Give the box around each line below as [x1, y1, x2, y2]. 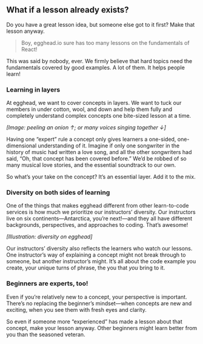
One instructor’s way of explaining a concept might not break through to [6, 251, 186, 258]
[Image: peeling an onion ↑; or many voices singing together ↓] [6, 124, 167, 131]
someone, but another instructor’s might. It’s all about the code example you [6, 258, 196, 265]
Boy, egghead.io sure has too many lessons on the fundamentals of [21, 39, 190, 46]
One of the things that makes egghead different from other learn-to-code [6, 202, 189, 209]
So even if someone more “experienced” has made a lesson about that [6, 318, 183, 325]
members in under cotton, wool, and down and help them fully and [6, 106, 173, 113]
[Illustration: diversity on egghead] [6, 233, 93, 240]
